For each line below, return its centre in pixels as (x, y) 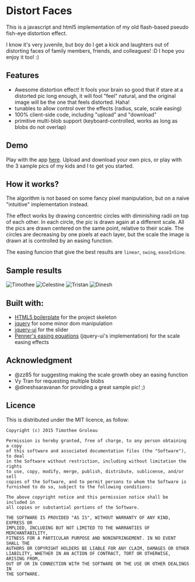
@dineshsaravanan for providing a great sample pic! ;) (80, 387)
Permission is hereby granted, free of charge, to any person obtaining (96, 441)
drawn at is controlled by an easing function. (60, 241)
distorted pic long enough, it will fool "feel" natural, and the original (95, 96)
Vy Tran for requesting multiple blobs (59, 381)
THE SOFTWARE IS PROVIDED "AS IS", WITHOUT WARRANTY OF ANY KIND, (88, 518)
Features (22, 75)
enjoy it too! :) (22, 57)
